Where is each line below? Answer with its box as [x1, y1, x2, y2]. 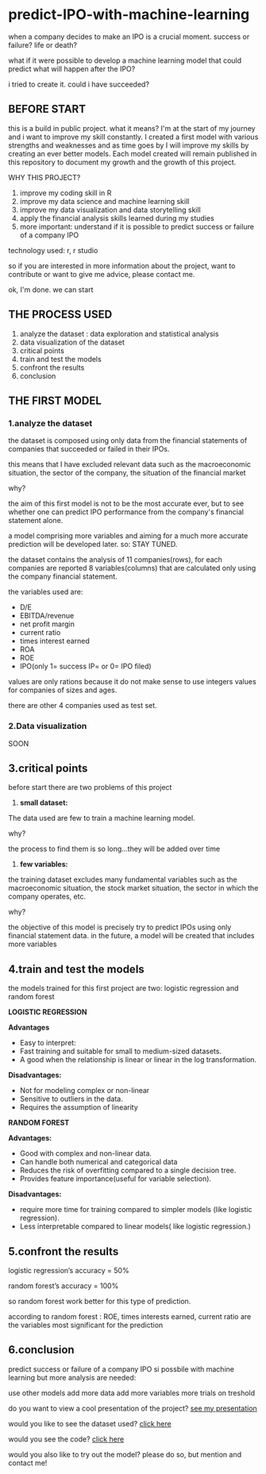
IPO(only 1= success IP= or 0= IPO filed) [19, 661, 152, 672]
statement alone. [8, 516, 64, 525]
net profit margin [19, 619, 75, 629]
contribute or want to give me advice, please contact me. [8, 269, 195, 279]
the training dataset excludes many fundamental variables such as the [8, 875, 237, 884]
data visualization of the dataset [19, 337, 125, 347]
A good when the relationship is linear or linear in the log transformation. [19, 1055, 256, 1064]
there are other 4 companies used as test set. [8, 701, 157, 710]
